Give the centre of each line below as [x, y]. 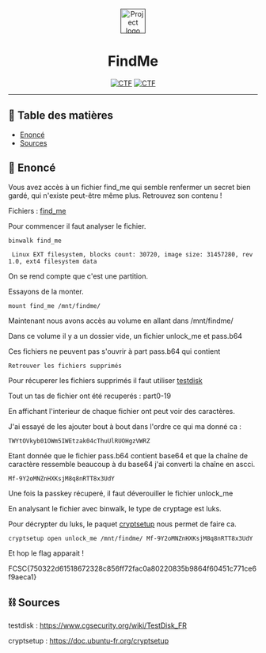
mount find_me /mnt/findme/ [55, 306]
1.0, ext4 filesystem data [53, 261]
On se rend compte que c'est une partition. [78, 276]
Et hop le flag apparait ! [46, 553]
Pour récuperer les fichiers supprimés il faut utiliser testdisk [106, 380]
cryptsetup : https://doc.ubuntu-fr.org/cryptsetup [88, 641]
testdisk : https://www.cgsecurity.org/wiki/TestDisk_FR [98, 625]
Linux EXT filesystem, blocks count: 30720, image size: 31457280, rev [132, 254]
